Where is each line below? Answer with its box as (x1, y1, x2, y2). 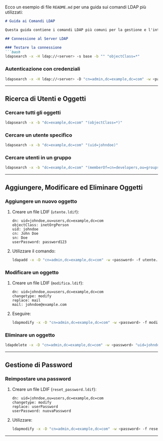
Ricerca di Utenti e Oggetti (5, 94, 86, 103)
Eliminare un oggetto (5, 332, 55, 338)
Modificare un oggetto (5, 269, 59, 276)
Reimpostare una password (5, 375, 71, 382)
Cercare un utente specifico (5, 131, 72, 138)
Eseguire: (12, 311, 32, 317)
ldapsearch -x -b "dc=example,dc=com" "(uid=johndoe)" (5, 143, 118, 148)
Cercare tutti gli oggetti (5, 109, 61, 116)
